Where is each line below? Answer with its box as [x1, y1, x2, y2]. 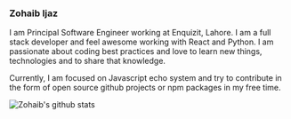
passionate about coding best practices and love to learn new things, [9, 46, 263, 57]
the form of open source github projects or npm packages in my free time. [9, 83, 282, 93]
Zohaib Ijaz [9, 7, 59, 20]
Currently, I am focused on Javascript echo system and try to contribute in [9, 73, 282, 83]
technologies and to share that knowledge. [9, 56, 166, 67]
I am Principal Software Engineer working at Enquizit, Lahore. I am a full [9, 28, 271, 38]
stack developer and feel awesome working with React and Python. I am [9, 36, 274, 47]
